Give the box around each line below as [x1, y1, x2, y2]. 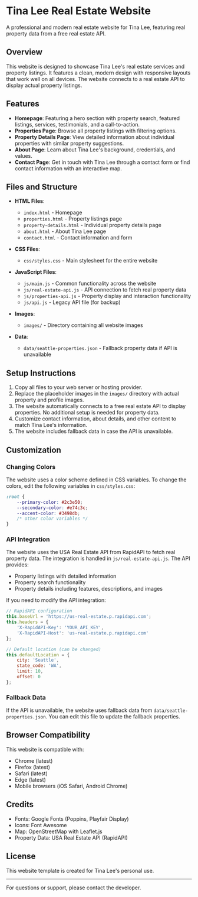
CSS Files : [14, 245, 40, 252]
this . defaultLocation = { [6, 652, 70, 658]
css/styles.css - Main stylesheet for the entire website [23, 257, 158, 264]
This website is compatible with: [6, 746, 84, 753]
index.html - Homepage [23, 209, 82, 216]
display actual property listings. [6, 82, 82, 89]
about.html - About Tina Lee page [23, 228, 106, 235]
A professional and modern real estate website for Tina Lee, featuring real [6, 24, 186, 31]
